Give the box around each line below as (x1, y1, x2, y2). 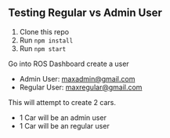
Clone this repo (19, 27, 69, 36)
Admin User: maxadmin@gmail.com (19, 74, 136, 83)
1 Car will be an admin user (19, 113, 107, 122)
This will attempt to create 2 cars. (8, 97, 116, 107)
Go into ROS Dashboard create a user (8, 59, 129, 68)
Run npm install (19, 35, 74, 45)
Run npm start (19, 43, 67, 53)
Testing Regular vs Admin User (8, 6, 162, 20)
